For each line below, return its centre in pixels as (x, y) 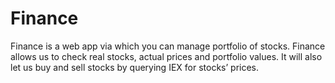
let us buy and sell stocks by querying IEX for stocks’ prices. (135, 67)
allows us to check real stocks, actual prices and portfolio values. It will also (166, 56)
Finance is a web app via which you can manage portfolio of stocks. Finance (168, 46)
